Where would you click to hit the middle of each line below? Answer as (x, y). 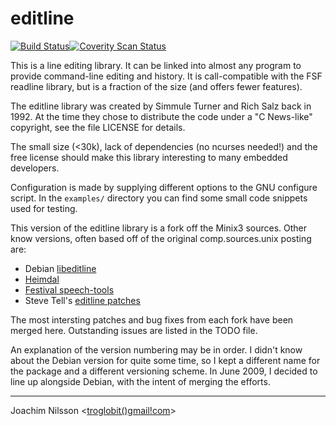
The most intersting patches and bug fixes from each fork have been (152, 319)
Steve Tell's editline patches (82, 300)
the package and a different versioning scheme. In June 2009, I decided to (164, 371)
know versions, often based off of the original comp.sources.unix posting (161, 238)
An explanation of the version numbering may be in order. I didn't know (156, 349)
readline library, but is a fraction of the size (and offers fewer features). (156, 86)
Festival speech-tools (69, 289)
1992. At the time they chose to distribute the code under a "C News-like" (161, 116)
